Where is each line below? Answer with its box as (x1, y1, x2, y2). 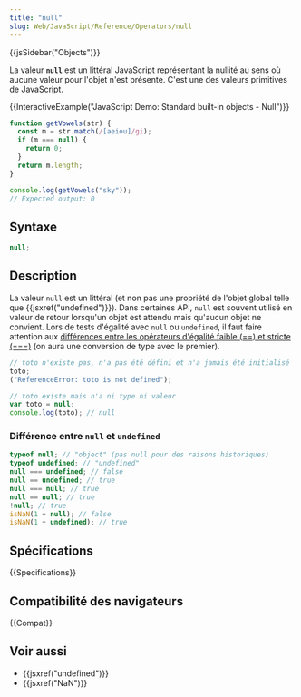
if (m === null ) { (17, 135, 88, 145)
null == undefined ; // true (9, 476, 116, 486)
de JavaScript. (9, 83, 63, 94)
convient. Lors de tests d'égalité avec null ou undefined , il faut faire (9, 321, 263, 332)
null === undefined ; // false (9, 467, 124, 476)
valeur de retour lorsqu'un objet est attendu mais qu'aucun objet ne (9, 311, 262, 322)
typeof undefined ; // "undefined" (9, 459, 141, 468)
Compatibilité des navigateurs (9, 594, 184, 609)
